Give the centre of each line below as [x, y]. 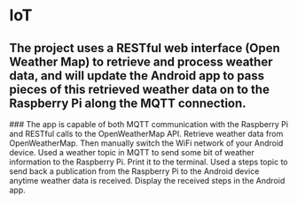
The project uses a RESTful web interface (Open [145, 48]
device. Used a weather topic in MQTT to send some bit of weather [132, 152]
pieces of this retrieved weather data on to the [140, 89]
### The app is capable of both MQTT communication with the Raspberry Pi [149, 124]
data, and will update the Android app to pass [137, 76]
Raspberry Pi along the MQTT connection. [128, 103]
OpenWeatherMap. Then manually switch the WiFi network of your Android [146, 143]
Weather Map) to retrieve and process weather [141, 61]
